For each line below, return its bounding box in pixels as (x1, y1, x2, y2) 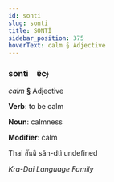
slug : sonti (8, 19, 48, 27)
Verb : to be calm (8, 102, 64, 111)
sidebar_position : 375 (8, 34, 84, 42)
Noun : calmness (8, 117, 63, 127)
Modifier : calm (8, 133, 58, 143)
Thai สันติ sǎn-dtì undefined (8, 148, 98, 158)
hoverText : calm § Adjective (8, 42, 106, 50)
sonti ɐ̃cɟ (8, 68, 49, 79)
